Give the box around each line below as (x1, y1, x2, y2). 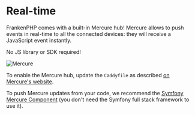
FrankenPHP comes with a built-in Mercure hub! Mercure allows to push (6, 24, 184, 31)
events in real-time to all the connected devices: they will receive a (6, 30, 171, 37)
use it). (6, 102, 23, 109)
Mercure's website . (6, 78, 54, 85)
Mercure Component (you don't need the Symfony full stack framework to (6, 96, 190, 103)
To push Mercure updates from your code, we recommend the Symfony (6, 89, 184, 96)
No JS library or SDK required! (6, 48, 81, 55)
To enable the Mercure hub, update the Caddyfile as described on (6, 71, 170, 78)
